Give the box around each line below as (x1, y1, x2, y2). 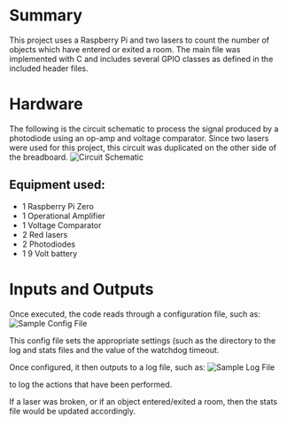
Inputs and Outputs (9, 279, 154, 299)
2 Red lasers (21, 229, 68, 240)
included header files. (9, 63, 89, 74)
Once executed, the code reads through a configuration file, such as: (9, 308, 261, 319)
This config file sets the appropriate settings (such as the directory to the (9, 334, 276, 346)
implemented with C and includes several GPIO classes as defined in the (9, 53, 274, 64)
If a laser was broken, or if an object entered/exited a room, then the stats (9, 396, 277, 406)
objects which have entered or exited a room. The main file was (9, 43, 241, 54)
